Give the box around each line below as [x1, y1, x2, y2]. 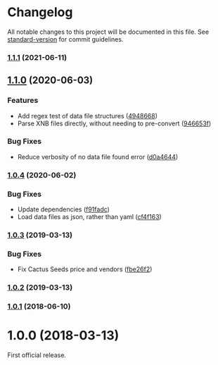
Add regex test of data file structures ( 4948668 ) [17, 111, 158, 120]
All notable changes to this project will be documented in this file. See [7, 27, 210, 36]
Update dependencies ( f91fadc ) [17, 205, 110, 214]
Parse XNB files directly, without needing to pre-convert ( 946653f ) [17, 119, 212, 128]
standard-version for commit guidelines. [7, 35, 124, 43]
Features [7, 96, 39, 106]
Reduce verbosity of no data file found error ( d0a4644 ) [17, 152, 179, 161]
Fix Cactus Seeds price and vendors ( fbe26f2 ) [17, 265, 153, 273]
